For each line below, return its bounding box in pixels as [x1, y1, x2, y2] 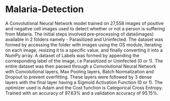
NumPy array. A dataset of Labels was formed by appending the [5, 52, 140, 59]
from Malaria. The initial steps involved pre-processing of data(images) [5, 31, 154, 37]
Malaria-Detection [5, 4, 84, 15]
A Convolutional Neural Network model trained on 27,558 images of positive [5, 20, 164, 26]
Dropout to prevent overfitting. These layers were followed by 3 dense [5, 74, 152, 80]
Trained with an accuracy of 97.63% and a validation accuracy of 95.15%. [5, 90, 159, 96]
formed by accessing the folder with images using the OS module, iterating [5, 41, 162, 47]
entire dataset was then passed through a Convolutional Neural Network [5, 63, 156, 69]
